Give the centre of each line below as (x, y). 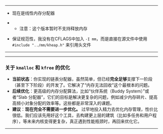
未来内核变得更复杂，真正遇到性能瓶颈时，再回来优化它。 (84, 121)
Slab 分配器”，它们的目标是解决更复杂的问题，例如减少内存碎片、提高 (88, 97)
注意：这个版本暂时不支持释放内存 (53, 29)
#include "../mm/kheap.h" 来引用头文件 (51, 45)
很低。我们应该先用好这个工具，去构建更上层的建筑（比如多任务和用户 (82, 115)
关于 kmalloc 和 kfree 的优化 (38, 67)
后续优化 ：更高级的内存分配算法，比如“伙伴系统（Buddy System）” (78, 91)
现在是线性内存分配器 (33, 13)
